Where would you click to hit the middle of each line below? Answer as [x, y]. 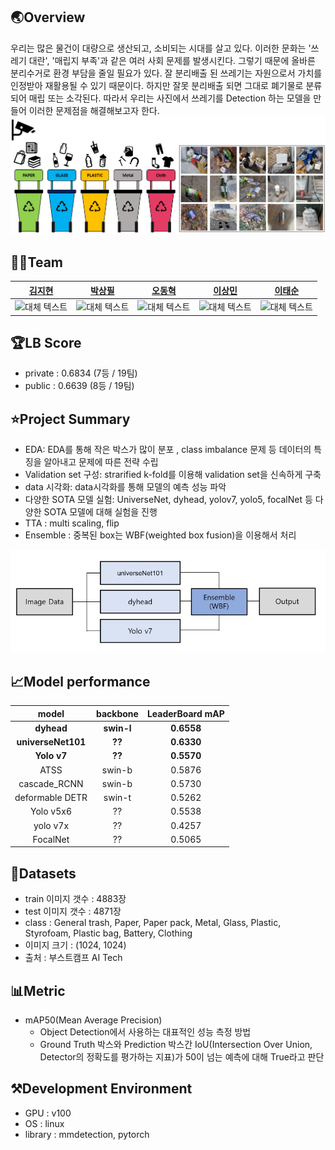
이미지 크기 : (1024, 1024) [75, 945]
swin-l [117, 728]
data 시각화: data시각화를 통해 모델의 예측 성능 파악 [125, 487]
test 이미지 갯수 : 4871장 [73, 911]
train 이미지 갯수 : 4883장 [75, 899]
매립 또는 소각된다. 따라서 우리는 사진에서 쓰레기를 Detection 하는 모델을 [170, 98]
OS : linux [44, 1123]
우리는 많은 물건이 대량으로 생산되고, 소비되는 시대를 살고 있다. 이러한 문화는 [158, 48]
